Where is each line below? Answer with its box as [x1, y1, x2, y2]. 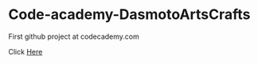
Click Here [8, 47, 43, 56]
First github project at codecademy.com [8, 32, 139, 41]
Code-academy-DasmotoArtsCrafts [8, 6, 251, 24]
